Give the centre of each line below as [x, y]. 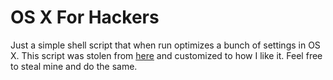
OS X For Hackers [85, 17]
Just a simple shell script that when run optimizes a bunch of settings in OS [165, 45]
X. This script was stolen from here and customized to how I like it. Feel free [166, 55]
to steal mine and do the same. [74, 66]
